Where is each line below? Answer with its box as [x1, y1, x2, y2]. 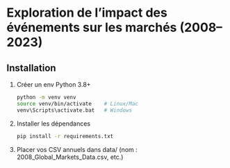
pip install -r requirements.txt [16, 133, 114, 140]
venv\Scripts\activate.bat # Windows [16, 106, 133, 114]
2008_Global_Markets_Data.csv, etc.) [16, 153, 124, 161]
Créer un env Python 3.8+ [16, 81, 91, 88]
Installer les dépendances [16, 119, 91, 128]
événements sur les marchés [6, 19, 177, 35]
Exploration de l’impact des [6, 5, 167, 21]
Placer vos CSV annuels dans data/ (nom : [16, 145, 138, 153]
